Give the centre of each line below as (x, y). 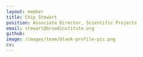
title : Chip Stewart (32, 17)
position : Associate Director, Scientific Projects (71, 23)
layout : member (25, 12)
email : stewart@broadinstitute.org (50, 28)
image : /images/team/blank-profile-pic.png (61, 39)
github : (16, 34)
